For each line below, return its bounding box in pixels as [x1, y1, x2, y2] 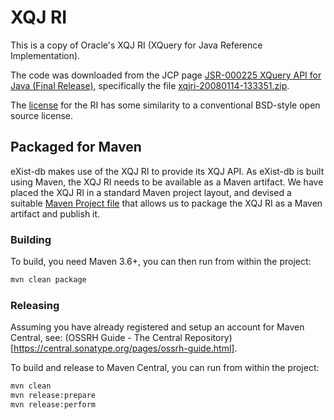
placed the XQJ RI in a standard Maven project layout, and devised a [10, 186, 292, 198]
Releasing [10, 298, 60, 312]
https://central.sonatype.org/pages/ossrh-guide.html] [13, 342, 235, 355]
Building [10, 232, 52, 246]
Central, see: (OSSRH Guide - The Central [10, 332, 183, 344]
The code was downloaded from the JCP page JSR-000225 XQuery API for [10, 69, 322, 81]
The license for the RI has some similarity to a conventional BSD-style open [10, 99, 321, 111]
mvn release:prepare [10, 391, 97, 401]
